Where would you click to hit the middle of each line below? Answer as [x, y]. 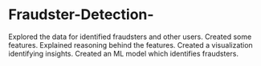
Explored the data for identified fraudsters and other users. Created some [130, 37]
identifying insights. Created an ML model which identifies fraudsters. [124, 53]
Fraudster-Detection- [81, 15]
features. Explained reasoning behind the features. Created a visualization [130, 45]
